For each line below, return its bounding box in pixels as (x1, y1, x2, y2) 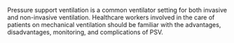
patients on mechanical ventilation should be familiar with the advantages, (7, 21, 221, 28)
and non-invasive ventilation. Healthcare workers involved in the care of (7, 13, 215, 21)
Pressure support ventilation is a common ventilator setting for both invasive (7, 6, 228, 14)
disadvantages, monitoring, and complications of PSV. (7, 28, 163, 36)
